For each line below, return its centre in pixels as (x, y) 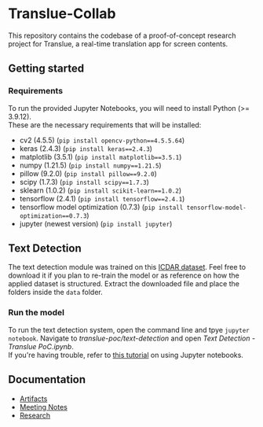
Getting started (46, 69)
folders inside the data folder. (56, 293)
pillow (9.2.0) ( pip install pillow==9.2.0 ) (88, 173)
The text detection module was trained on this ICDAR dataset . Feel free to (127, 267)
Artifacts (33, 399)
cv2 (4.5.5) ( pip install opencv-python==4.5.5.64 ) (102, 140)
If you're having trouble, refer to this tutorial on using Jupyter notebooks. (126, 355)
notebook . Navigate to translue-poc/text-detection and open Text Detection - (132, 338)
